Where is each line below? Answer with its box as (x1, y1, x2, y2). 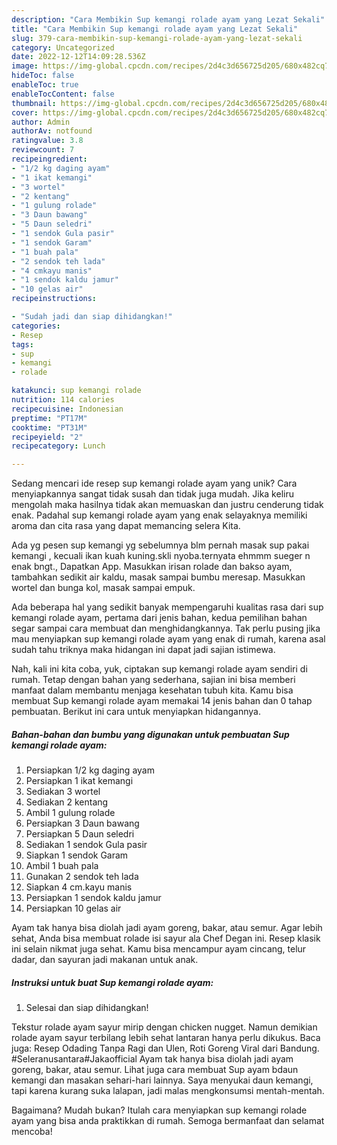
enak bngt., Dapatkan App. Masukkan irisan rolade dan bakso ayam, (11, 561, 293, 573)
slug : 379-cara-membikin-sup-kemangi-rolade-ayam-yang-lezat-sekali (11, 33, 303, 43)
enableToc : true (11, 80, 79, 90)
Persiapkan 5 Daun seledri (25, 828, 135, 840)
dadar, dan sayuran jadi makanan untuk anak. (11, 954, 199, 966)
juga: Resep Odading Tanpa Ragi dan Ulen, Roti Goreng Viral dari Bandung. (11, 1042, 320, 1055)
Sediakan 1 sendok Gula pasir (25, 839, 148, 851)
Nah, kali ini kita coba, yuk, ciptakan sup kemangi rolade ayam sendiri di (11, 663, 308, 675)
